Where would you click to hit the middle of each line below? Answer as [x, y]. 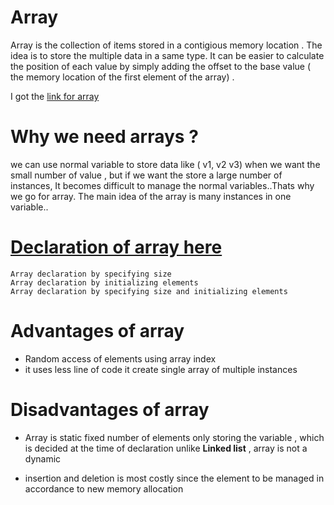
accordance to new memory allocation [104, 488]
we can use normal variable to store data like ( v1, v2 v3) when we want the [165, 164]
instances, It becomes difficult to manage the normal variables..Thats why [162, 185]
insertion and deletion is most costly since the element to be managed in [174, 478]
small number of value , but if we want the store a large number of [146, 175]
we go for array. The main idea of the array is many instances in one [151, 196]
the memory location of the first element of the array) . [122, 77]
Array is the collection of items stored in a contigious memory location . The [166, 45]
